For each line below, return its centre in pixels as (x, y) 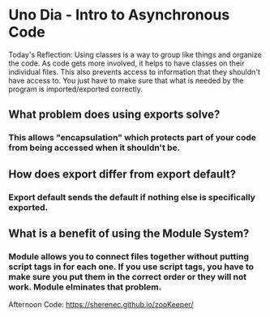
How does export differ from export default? (122, 174)
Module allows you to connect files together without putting (129, 256)
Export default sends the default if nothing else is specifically (132, 197)
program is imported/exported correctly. (76, 89)
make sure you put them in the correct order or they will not (128, 276)
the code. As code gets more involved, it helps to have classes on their (126, 63)
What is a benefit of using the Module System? (129, 233)
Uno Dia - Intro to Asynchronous (119, 15)
